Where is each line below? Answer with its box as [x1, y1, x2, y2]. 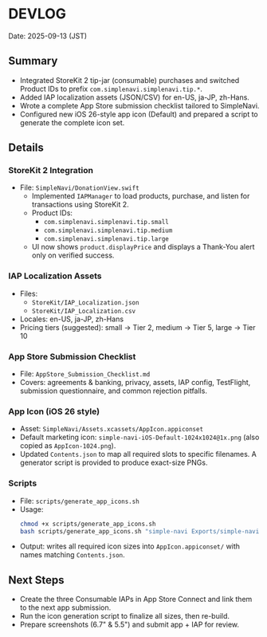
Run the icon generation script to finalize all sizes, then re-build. [19, 611, 230, 621]
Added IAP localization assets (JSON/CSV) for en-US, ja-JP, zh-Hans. [19, 92, 249, 102]
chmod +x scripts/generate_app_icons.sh [19, 520, 156, 528]
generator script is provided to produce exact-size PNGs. [19, 458, 208, 467]
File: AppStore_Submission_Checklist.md [19, 369, 151, 379]
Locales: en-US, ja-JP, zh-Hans [19, 314, 124, 324]
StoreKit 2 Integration [8, 165, 94, 176]
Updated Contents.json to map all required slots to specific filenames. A [19, 450, 257, 459]
